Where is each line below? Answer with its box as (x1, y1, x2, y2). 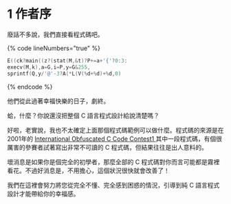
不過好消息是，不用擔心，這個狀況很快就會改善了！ (25, 166, 170, 174)
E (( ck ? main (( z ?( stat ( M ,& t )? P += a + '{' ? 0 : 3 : (7, 57, 128, 64)
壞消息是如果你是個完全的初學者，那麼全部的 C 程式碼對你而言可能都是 (7, 157, 208, 166)
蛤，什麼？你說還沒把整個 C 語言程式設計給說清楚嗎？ (7, 111, 160, 120)
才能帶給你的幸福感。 (19, 190, 80, 198)
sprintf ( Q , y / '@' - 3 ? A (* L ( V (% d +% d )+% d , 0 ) (7, 70, 122, 77)
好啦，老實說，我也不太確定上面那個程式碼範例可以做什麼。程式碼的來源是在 (7, 126, 224, 134)
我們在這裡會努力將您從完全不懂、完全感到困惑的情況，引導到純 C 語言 (7, 181, 208, 189)
